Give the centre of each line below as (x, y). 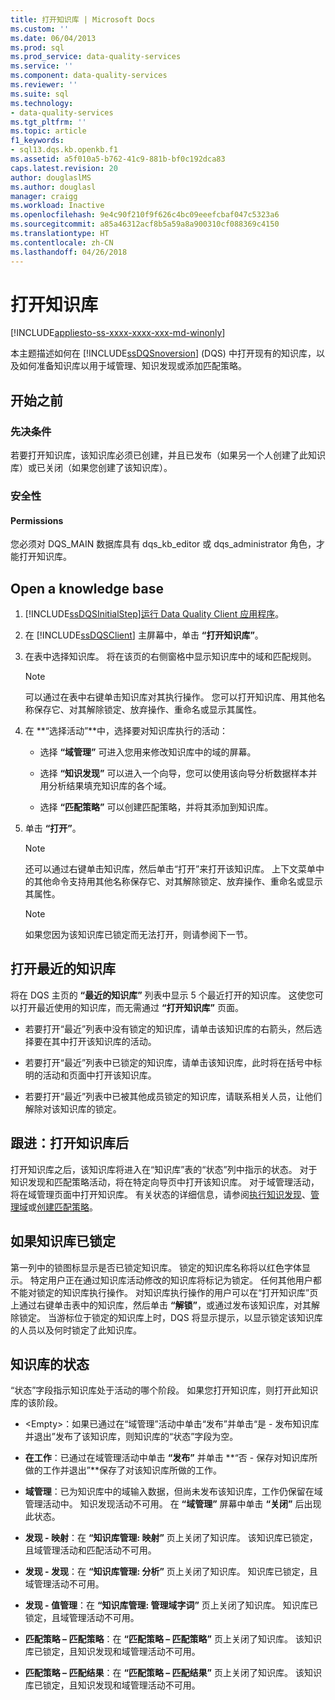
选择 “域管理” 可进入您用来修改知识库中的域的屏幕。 (148, 752)
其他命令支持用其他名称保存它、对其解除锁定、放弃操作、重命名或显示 (178, 882)
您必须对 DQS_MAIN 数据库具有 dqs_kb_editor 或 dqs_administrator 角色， (163, 544)
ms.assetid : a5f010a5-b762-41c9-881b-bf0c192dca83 (118, 159)
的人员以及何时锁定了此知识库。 (76, 1330)
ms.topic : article (48, 131)
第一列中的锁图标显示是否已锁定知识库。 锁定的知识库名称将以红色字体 (156, 1267)
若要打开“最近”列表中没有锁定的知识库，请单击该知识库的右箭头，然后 (169, 1028)
